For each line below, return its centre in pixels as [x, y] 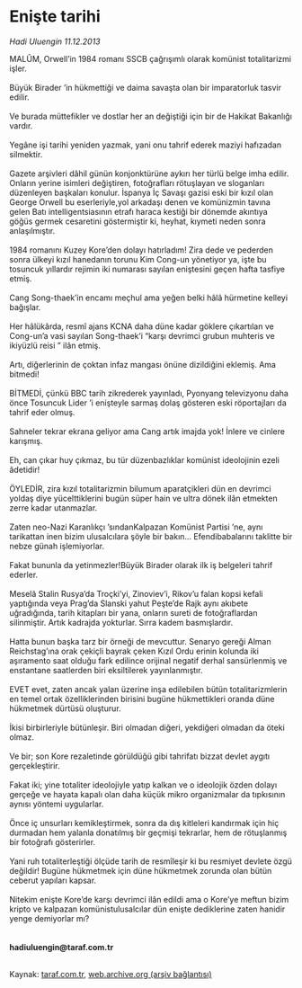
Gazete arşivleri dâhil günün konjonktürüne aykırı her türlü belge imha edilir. [149, 174]
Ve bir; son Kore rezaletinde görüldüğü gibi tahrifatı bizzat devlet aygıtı [140, 756]
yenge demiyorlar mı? [49, 918]
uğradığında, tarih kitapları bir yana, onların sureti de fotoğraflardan [133, 612]
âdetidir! [25, 469]
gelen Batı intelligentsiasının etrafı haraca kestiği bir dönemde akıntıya [138, 211]
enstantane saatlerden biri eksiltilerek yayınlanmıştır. [106, 670]
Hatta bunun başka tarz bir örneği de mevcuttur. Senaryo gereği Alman [140, 641]
